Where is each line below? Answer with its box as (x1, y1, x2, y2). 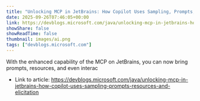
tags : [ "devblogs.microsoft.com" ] (6, 42, 92, 48)
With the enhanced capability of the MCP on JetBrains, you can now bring (6, 58, 188, 65)
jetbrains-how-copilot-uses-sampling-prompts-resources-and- (14, 82, 171, 89)
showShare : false (6, 25, 49, 31)
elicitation (14, 89, 39, 96)
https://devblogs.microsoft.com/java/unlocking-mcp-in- (51, 75, 189, 83)
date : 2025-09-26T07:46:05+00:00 (6, 14, 89, 20)
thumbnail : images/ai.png (6, 36, 70, 42)
